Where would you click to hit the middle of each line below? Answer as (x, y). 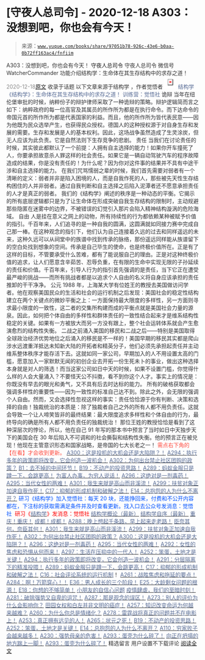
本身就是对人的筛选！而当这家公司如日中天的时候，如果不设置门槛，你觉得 (100, 368)
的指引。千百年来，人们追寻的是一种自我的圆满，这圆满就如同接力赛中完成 (100, 224)
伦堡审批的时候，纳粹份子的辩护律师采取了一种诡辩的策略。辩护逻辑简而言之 (103, 102)
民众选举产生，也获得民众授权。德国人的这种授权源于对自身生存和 (110, 124)
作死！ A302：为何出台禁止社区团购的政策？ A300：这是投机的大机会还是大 (102, 536)
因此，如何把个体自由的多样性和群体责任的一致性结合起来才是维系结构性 (108, 315)
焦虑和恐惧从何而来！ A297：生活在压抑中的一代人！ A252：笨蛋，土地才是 (101, 551)
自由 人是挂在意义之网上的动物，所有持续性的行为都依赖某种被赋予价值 (107, 216)
